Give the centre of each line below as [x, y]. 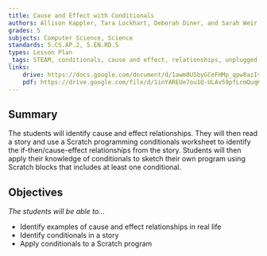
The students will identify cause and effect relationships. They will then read [133, 134]
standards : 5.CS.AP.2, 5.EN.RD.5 [64, 45]
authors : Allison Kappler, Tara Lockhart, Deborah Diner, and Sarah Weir [133, 23]
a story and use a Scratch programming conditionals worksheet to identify [130, 142]
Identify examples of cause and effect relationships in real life [120, 227]
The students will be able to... [56, 211]
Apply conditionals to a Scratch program [86, 244]
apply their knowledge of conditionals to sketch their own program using [127, 159]
